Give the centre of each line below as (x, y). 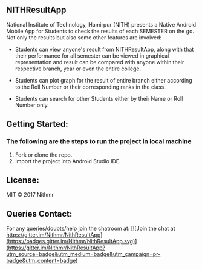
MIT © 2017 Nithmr (30, 195)
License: (23, 180)
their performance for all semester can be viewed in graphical (92, 56)
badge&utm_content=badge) (42, 261)
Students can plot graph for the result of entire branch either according (103, 80)
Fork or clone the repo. (44, 155)
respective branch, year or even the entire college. (78, 69)
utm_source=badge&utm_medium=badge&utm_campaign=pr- (83, 254)
